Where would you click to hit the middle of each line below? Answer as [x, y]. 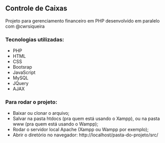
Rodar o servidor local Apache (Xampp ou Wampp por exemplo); [81, 130]
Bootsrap [22, 67]
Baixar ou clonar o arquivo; [41, 113]
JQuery [21, 84]
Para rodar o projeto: [31, 102]
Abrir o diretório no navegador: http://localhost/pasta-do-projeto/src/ [85, 135]
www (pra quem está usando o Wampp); [55, 124]
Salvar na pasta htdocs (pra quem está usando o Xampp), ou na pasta [86, 119]
